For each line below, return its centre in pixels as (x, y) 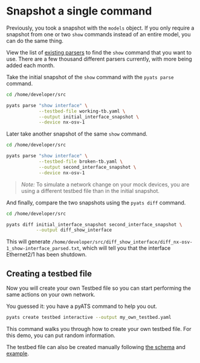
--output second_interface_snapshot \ (87, 167)
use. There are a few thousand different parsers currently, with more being (99, 59)
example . (18, 353)
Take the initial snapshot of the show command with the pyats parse (90, 77)
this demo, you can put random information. (61, 335)
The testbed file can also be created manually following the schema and (96, 347)
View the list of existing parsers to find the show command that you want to (99, 52)
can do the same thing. (35, 41)
